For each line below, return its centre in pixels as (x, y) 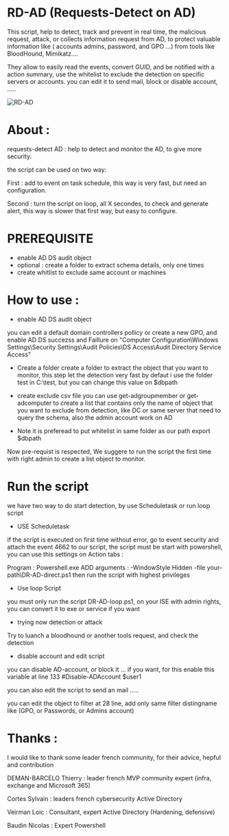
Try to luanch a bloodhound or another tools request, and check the (103, 635)
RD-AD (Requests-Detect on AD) (101, 13)
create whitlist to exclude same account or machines (92, 272)
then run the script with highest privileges (131, 575)
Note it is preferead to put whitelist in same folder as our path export (113, 430)
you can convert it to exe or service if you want (74, 608)
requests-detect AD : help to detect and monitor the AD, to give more (105, 148)
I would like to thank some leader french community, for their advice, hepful (114, 757)
